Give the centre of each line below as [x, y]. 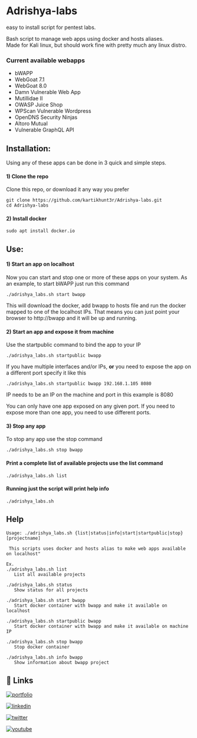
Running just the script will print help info [58, 489]
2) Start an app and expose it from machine [60, 331]
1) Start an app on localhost [40, 264]
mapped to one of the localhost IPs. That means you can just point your [93, 312]
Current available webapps [46, 60]
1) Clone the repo [27, 176]
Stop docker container [42, 647]
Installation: [29, 148]
